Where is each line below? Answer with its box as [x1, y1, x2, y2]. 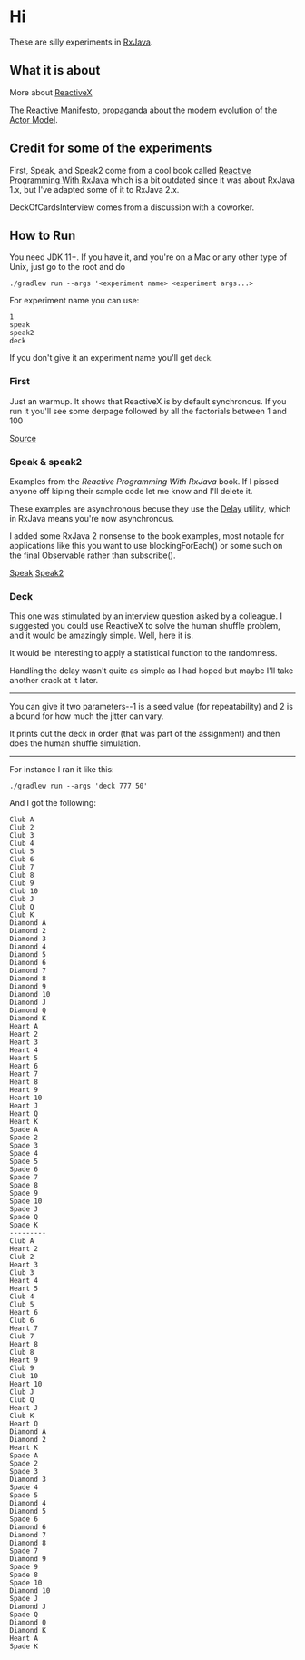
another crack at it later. [9, 675, 99, 686]
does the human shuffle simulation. [9, 738, 141, 749]
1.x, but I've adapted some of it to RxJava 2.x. [9, 184, 180, 194]
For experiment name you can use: [9, 295, 140, 306]
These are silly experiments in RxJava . [9, 36, 153, 47]
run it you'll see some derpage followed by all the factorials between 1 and [9, 405, 288, 416]
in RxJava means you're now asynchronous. [9, 512, 175, 523]
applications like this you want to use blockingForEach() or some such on [9, 540, 283, 551]
